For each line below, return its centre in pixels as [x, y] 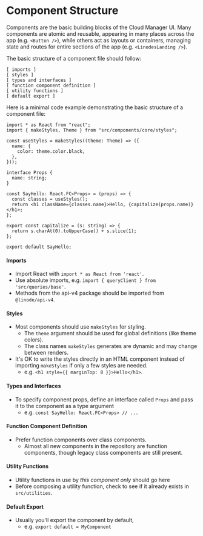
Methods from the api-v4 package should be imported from [90, 293]
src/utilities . [34, 492]
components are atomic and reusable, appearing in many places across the [100, 33]
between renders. [46, 353]
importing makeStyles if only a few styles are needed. [81, 366]
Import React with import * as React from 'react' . [79, 274]
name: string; [29, 178]
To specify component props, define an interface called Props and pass [104, 399]
